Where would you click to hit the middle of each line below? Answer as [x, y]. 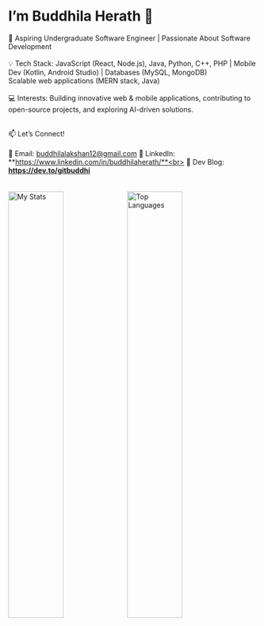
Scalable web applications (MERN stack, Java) [84, 80]
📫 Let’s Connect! [36, 133]
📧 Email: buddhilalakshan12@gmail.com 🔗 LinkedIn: [92, 153]
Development [30, 46]
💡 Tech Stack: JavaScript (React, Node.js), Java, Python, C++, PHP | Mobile [132, 63]
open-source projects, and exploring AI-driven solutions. [101, 109]
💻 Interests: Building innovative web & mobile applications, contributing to [130, 97]
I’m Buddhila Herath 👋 [81, 16]
